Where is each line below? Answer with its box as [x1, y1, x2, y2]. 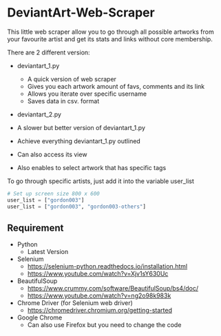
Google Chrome [17, 313, 63, 322]
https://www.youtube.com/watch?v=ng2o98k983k [27, 291, 171, 300]
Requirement [7, 222, 64, 233]
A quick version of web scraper [27, 74, 117, 83]
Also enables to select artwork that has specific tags [17, 163, 167, 171]
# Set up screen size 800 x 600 [7, 190, 100, 197]
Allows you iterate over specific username [27, 90, 147, 98]
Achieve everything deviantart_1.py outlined [17, 136, 141, 145]
